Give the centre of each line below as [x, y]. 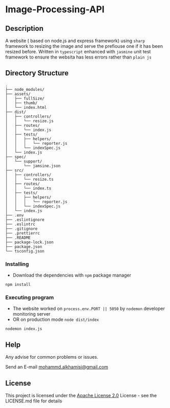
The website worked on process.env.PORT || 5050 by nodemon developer [89, 308]
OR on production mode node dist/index [56, 320]
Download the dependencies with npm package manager [72, 275]
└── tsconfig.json [25, 251]
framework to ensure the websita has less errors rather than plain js [79, 57]
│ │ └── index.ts [28, 188]
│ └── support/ [24, 161]
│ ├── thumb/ [22, 103]
